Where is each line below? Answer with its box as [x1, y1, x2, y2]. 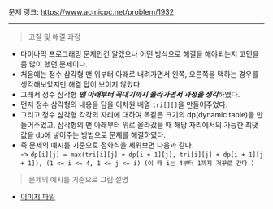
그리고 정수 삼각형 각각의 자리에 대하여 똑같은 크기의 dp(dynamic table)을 [19, 110, 255, 119]
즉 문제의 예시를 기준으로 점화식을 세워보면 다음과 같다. [19, 140, 194, 150]
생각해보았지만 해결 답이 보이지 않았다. [19, 79, 142, 89]
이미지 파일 [19, 192, 56, 201]
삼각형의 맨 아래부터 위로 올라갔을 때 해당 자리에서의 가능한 [57, 120, 244, 130]
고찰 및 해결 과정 [28, 32, 81, 41]
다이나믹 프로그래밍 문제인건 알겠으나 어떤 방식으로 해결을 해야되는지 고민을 [19, 49, 260, 58]
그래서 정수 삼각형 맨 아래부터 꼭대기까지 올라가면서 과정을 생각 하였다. [19, 90, 240, 99]
